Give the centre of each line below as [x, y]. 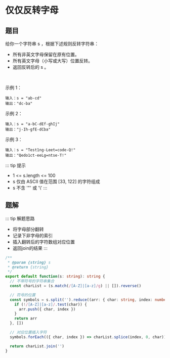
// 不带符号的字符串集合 [32, 281]
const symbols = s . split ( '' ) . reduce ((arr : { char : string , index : [81, 300]
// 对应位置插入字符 [28, 332]
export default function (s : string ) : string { [55, 277]
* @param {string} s [29, 262]
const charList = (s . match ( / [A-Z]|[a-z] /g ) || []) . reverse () [76, 286]
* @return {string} [28, 267]
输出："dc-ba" [19, 104]
